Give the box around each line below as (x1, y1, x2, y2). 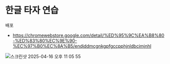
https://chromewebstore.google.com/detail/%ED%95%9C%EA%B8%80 (12, 32, 165, 38)
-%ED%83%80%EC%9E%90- (12, 37, 77, 43)
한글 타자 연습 (5, 5, 59, 16)
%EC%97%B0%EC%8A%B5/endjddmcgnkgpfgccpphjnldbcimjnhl (12, 43, 151, 49)
